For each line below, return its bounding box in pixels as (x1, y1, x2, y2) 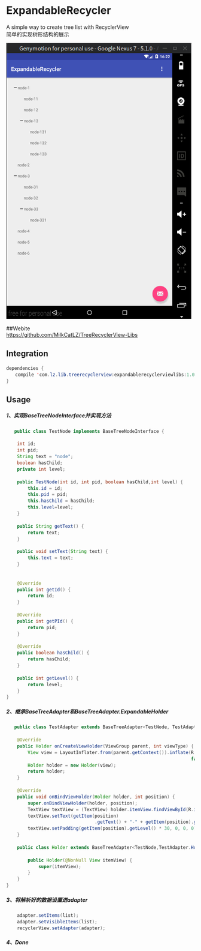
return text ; (28, 530, 60, 536)
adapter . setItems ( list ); (17, 913, 79, 919)
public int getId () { (17, 587, 71, 593)
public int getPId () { (17, 618, 74, 624)
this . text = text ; (28, 555, 74, 561)
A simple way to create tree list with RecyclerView (6, 23, 129, 31)
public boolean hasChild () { (17, 650, 90, 656)
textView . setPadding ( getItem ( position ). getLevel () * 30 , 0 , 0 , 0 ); (28, 826, 199, 832)
